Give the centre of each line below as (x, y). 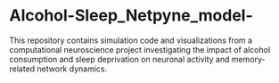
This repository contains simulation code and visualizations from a (131, 40)
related (22, 69)
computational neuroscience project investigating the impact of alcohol (140, 49)
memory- (248, 59)
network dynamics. (72, 69)
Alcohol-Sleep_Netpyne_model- (131, 16)
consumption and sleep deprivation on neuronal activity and (119, 59)
